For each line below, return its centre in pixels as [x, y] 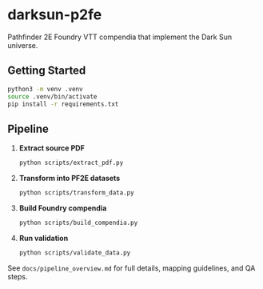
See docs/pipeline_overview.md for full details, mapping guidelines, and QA [131, 268]
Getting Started [47, 71]
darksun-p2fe [55, 15]
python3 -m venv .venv [45, 89]
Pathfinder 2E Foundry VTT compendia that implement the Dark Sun [120, 37]
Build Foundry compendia [63, 208]
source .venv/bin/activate [52, 96]
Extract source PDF [52, 148]
